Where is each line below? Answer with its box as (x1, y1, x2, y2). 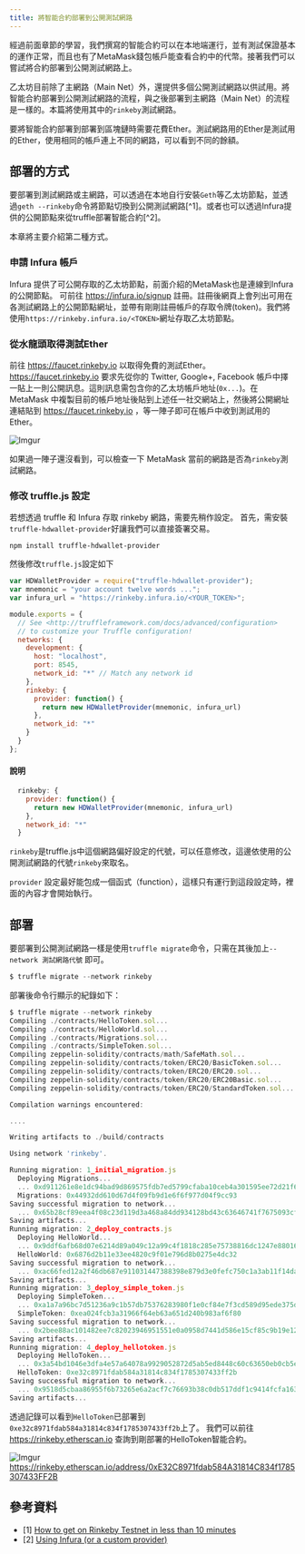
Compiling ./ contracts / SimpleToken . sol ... (9, 1041, 172, 1051)
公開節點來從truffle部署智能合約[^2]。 (25, 212, 166, 223)
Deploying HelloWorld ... (17, 1233, 112, 1243)
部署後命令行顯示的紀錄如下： (9, 990, 121, 1001)
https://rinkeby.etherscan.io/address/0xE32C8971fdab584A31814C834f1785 (9, 1461, 296, 1472)
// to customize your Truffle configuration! (17, 627, 193, 636)
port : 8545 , (33, 660, 79, 669)
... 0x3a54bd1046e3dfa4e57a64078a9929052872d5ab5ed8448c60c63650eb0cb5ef (17, 1360, 302, 1369)
